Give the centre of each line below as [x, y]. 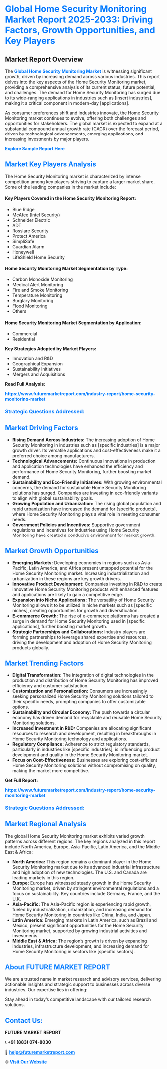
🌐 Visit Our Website [26, 1062]
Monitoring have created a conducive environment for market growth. [84, 535]
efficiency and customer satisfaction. [50, 685]
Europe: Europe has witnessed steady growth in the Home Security [82, 883]
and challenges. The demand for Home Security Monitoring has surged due [83, 92]
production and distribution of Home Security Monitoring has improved [85, 680]
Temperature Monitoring [37, 295]
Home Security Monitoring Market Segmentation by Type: [67, 268]
